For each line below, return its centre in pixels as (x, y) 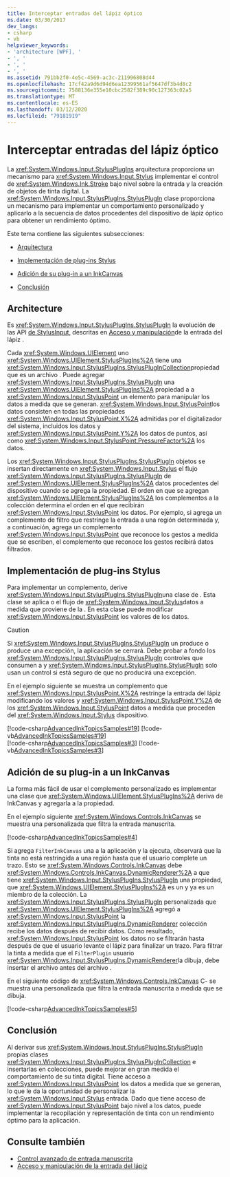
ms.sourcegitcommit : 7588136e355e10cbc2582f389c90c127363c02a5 (100, 90)
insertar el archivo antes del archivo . (59, 967)
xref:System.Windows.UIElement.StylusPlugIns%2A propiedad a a (101, 390)
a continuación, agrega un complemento (64, 527)
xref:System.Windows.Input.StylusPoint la (66, 916)
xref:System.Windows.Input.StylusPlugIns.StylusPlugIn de (89, 476)
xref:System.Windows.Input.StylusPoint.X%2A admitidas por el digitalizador (115, 419)
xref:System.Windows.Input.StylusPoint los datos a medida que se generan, (114, 1083)
